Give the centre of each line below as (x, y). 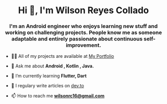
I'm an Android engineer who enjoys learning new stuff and (83, 26)
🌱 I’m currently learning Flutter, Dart (49, 76)
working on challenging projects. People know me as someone (83, 32)
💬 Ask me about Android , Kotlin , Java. (52, 66)
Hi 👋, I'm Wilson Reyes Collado (83, 10)
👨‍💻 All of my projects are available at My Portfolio (62, 56)
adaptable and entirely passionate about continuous (77, 39)
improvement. (83, 45)
